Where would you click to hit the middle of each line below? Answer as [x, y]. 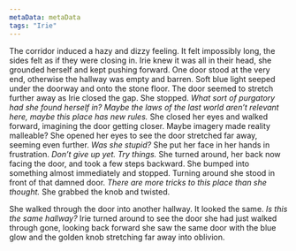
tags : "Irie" [33, 26]
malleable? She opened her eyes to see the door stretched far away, [133, 135]
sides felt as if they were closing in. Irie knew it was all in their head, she [140, 60]
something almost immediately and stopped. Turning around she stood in [142, 172]
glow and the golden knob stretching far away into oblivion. [117, 237]
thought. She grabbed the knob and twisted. [90, 192]
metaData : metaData [45, 17]
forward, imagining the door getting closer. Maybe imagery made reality [140, 125]
